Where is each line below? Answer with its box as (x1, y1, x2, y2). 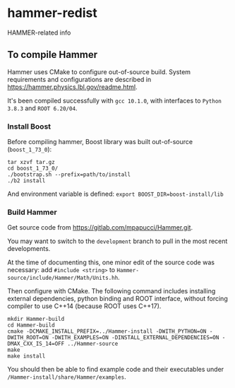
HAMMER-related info (7, 28, 71, 37)
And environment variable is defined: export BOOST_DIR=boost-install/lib (7, 189, 224, 199)
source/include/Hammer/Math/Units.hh (7, 274, 119, 282)
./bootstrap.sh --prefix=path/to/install (7, 171, 131, 178)
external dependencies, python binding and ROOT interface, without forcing (7, 295, 228, 303)
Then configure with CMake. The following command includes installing (7, 287, 216, 295)
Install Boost (7, 122, 52, 131)
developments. (7, 245, 51, 253)
